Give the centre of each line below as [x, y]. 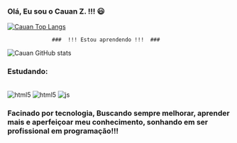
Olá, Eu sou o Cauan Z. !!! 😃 [56, 11]
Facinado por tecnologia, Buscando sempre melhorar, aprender [119, 113]
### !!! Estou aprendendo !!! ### [106, 40]
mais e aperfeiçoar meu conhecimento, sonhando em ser [108, 122]
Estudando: [28, 72]
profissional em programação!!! [63, 131]
